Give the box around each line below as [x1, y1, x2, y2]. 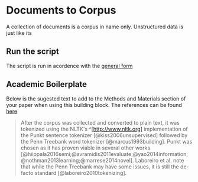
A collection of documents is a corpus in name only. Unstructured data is [6, 23, 184, 30]
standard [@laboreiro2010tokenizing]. [34, 169, 127, 176]
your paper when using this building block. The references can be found [6, 101, 182, 108]
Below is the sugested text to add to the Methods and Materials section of [6, 95, 186, 102]
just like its [6, 29, 33, 36]
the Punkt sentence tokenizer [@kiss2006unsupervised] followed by [20, 131, 188, 139]
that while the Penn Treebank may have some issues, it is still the [20, 163, 179, 170]
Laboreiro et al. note [135, 157, 184, 164]
